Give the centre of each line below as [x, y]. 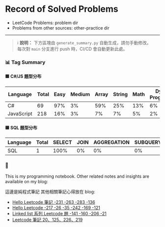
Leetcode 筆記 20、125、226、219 [47, 220]
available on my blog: [27, 181]
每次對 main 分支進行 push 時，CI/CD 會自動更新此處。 [72, 49]
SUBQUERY [148, 142]
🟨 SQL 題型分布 [21, 128]
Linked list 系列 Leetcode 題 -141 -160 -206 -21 [59, 213]
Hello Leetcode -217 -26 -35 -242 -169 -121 [56, 207]
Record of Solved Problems [62, 9]
